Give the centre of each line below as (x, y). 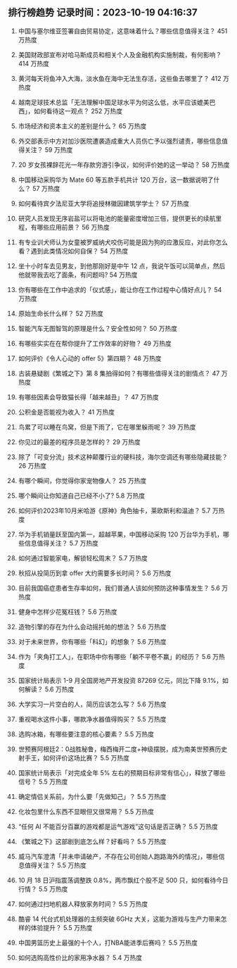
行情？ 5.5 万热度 (43, 888)
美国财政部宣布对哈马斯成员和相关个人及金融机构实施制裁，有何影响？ (120, 54)
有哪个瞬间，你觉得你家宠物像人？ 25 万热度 (82, 480)
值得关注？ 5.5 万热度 (55, 865)
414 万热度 (34, 63)
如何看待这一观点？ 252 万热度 (78, 111)
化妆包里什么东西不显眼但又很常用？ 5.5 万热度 (86, 811)
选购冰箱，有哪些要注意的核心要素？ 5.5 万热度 (86, 734)
